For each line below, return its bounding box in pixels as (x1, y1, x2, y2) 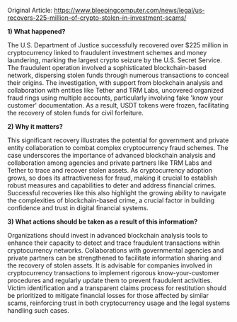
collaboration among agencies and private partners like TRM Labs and (7, 159, 212, 167)
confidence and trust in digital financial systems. (7, 204, 149, 212)
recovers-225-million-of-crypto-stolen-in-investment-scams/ (7, 13, 187, 22)
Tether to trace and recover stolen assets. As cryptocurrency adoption (7, 166, 212, 174)
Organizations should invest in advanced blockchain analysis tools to (7, 231, 209, 239)
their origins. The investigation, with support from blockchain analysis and (7, 79, 223, 87)
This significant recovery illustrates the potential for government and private (7, 136, 229, 144)
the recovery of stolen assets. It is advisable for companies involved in (7, 261, 213, 270)
